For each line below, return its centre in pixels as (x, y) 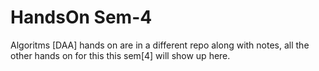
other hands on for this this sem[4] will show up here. (120, 55)
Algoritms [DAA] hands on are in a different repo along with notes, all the (160, 45)
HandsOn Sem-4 (81, 17)
